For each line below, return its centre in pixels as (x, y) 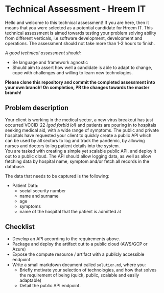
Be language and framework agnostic (50, 62)
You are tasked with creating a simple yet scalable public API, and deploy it (81, 151)
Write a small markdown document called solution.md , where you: (79, 265)
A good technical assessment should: (43, 53)
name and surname (39, 196)
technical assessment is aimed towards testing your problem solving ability (81, 33)
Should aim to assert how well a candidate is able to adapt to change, (82, 68)
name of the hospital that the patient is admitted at (70, 211)
